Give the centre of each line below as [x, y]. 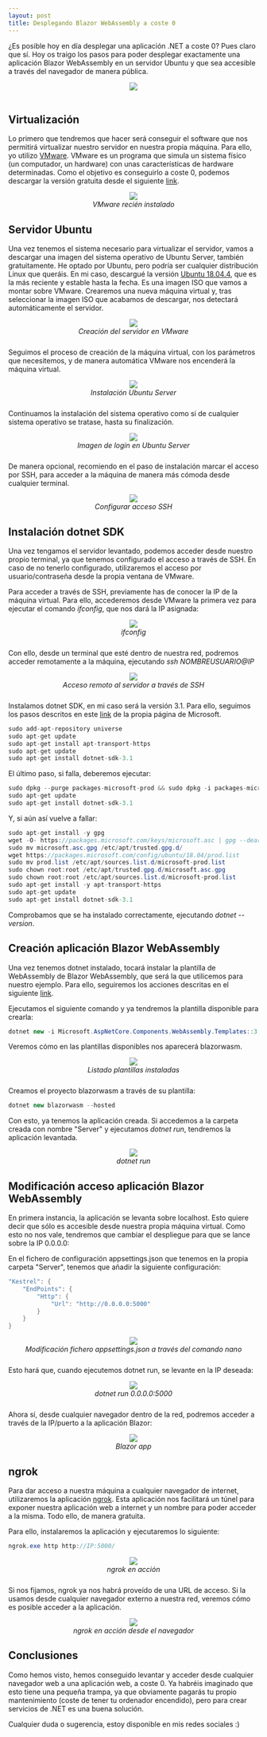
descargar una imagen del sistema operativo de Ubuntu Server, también [126, 257]
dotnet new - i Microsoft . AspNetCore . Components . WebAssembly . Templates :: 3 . [135, 1031]
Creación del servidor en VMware [133, 331]
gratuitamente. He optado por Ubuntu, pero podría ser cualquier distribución [133, 266]
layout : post [30, 16]
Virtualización [44, 119]
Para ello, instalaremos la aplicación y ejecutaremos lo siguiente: [114, 1531]
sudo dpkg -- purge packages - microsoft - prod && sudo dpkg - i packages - [128, 788]
